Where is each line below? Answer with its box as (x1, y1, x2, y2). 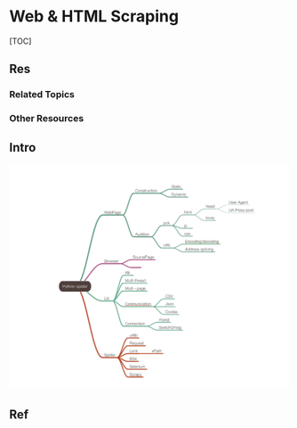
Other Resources (9, 112, 84, 125)
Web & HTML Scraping (9, 6, 180, 27)
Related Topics (9, 88, 76, 101)
